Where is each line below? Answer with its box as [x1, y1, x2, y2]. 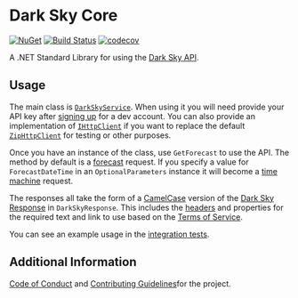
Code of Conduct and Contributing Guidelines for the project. [9, 278, 231, 289]
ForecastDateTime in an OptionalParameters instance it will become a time [9, 165, 278, 176]
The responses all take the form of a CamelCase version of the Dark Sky [9, 192, 274, 203]
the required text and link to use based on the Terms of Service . [9, 211, 243, 222]
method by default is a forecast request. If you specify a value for [9, 157, 249, 167]
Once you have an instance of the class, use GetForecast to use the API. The [9, 147, 290, 157]
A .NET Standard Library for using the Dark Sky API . [9, 52, 199, 62]
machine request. [9, 175, 74, 186]
